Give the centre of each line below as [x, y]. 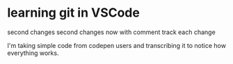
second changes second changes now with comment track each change [111, 32]
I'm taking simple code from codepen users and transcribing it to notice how [116, 45]
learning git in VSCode [74, 13]
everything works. [33, 53]
